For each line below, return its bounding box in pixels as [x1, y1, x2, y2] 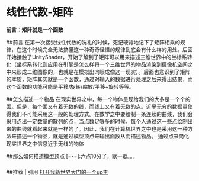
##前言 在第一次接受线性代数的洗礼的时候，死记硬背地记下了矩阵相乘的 [6, 38, 181, 46]
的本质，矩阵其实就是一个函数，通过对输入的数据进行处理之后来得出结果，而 [6, 75, 193, 83]
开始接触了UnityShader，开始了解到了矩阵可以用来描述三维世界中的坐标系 [6, 53, 187, 60]
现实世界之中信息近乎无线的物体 [6, 140, 84, 147]
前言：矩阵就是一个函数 [6, 26, 63, 33]
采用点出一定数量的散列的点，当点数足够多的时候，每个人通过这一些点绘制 [6, 118, 188, 125]
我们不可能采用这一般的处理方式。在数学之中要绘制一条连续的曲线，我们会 [11, 110, 193, 117]
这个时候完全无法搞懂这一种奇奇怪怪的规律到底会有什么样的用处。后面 [21, 46, 193, 53]
